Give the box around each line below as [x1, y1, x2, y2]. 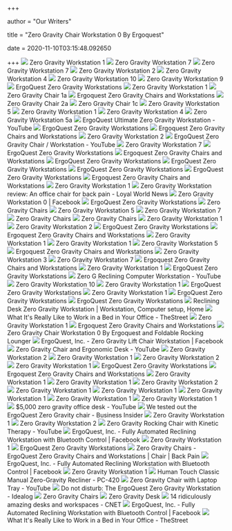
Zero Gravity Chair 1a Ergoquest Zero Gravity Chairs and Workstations [7, 91, 215, 99]
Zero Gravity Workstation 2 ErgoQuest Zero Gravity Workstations [15, 223, 209, 231]
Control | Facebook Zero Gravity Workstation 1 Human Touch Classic [7, 468, 220, 476]
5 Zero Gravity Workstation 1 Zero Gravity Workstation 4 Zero [7, 108, 207, 116]
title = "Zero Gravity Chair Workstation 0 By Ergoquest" [7, 30, 164, 39]
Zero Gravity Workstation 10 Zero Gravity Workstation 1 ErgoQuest [15, 280, 221, 288]
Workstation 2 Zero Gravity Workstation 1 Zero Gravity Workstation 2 [7, 354, 220, 361]
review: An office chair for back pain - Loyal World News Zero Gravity [7, 190, 214, 198]
